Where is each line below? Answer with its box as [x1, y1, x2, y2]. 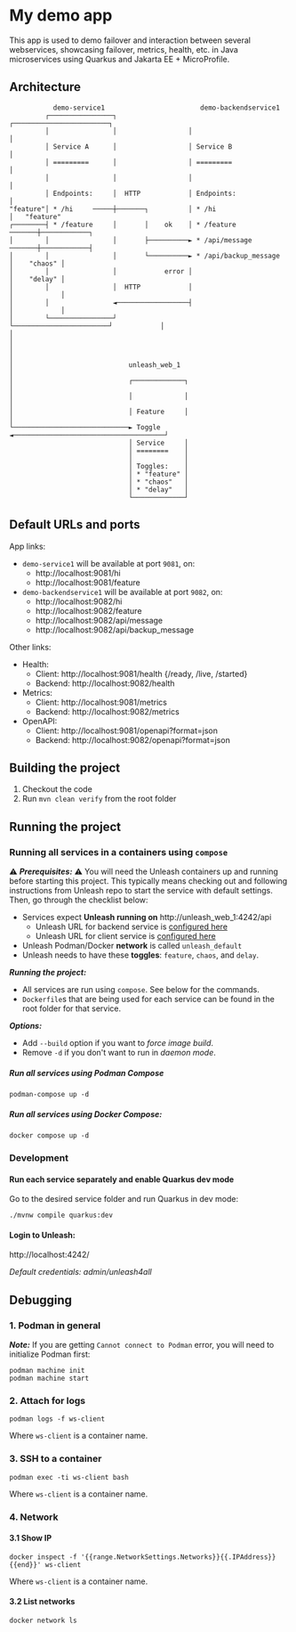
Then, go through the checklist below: [9, 894, 148, 905]
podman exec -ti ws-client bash [9, 1473, 129, 1481]
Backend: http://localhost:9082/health [35, 678, 175, 689]
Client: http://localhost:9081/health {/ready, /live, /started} [35, 668, 248, 679]
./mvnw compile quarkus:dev [9, 1211, 114, 1220]
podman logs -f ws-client [9, 1415, 105, 1424]
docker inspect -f [9, 1552, 77, 1562]
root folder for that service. [21, 1003, 122, 1014]
